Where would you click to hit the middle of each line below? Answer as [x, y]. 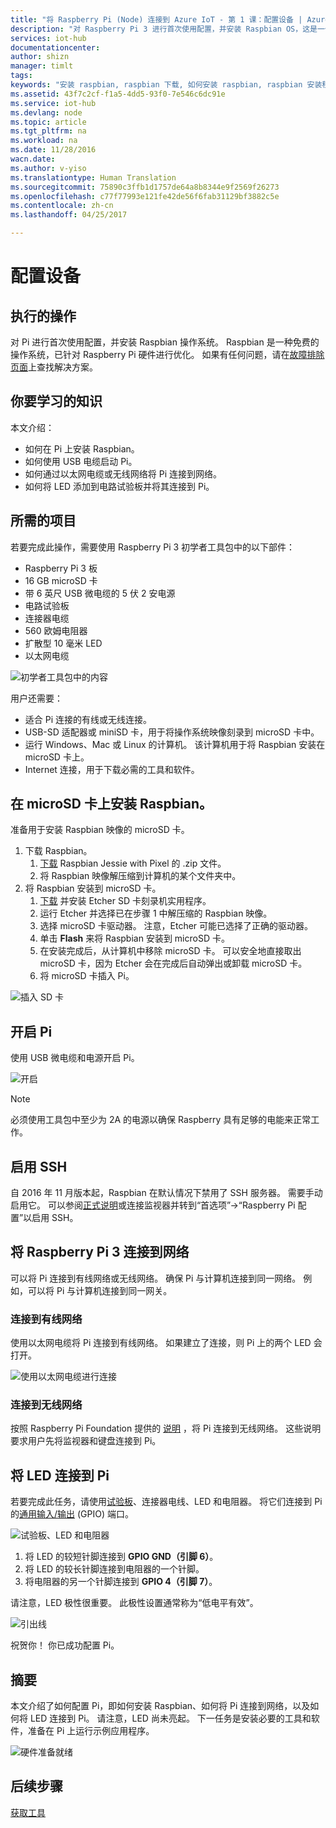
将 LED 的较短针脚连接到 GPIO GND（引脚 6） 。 [121, 1557]
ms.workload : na [44, 141]
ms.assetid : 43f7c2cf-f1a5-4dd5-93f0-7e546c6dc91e [118, 94]
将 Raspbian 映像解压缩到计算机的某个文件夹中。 [140, 876]
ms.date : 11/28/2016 [53, 150]
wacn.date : [33, 159]
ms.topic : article [48, 122]
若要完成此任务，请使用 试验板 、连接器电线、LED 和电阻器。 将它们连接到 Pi [166, 1502]
